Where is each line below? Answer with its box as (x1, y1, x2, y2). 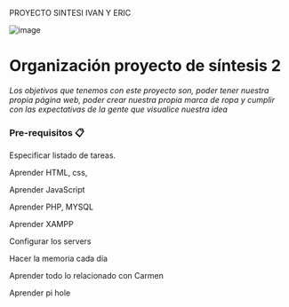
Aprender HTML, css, (9, 168, 88, 178)
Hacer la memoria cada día (9, 253, 108, 264)
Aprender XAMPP (9, 219, 74, 230)
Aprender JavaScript (9, 185, 85, 195)
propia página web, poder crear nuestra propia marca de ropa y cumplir (9, 94, 276, 105)
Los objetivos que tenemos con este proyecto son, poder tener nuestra (9, 84, 269, 96)
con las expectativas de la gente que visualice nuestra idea (9, 104, 229, 114)
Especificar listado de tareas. (9, 150, 116, 161)
